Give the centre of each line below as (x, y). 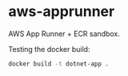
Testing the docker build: (49, 49)
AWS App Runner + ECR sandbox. (64, 34)
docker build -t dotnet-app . (59, 64)
